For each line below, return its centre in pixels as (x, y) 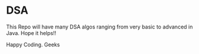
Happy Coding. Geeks (33, 45)
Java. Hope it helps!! (31, 33)
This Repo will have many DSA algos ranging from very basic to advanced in (99, 27)
